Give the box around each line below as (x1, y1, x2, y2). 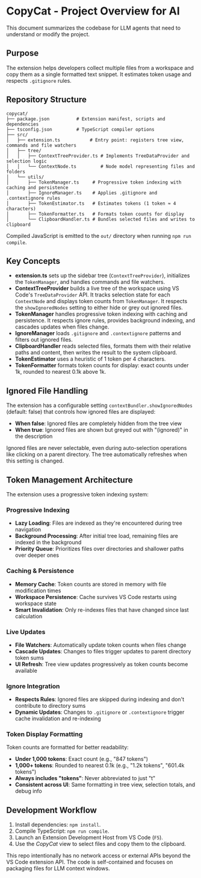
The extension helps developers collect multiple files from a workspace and (6, 64, 194, 71)
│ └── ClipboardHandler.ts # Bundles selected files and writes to (6, 216, 196, 222)
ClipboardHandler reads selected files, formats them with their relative (14, 342, 191, 350)
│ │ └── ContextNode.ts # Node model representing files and (6, 163, 196, 170)
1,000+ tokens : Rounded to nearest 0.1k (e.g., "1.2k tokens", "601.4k (14, 762, 185, 769)
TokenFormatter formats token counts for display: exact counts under (14, 362, 189, 369)
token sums (14, 654, 44, 661)
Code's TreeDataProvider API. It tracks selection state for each (14, 291, 170, 298)
